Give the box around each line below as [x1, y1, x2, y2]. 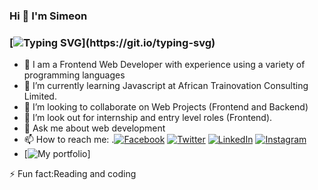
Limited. [23, 90, 57, 103]
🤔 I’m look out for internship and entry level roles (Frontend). [23, 112, 273, 124]
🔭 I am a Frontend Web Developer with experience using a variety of [23, 59, 306, 71]
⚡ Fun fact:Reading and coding [9, 168, 137, 180]
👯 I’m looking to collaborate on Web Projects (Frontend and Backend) [23, 101, 309, 113]
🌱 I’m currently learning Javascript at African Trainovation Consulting [23, 80, 309, 92]
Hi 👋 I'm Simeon [9, 9, 88, 23]
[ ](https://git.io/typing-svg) [9, 35, 216, 49]
